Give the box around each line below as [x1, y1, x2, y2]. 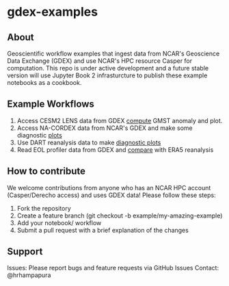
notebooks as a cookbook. [7, 79, 82, 86]
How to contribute [7, 166, 86, 177]
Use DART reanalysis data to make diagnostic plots [16, 138, 161, 146]
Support [7, 246, 43, 257]
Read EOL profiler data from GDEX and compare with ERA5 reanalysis [16, 145, 214, 154]
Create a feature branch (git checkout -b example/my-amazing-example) [16, 211, 223, 220]
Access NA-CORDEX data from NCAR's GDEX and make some [16, 124, 193, 132]
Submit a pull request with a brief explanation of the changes [16, 226, 189, 234]
